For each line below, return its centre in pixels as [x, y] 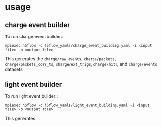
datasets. [14, 69]
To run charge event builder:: [34, 36]
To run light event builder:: [32, 96]
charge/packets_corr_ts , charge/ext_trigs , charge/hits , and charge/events [81, 64]
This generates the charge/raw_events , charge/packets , [60, 59]
